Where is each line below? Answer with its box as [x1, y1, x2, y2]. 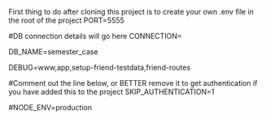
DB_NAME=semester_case [8, 47, 98, 56]
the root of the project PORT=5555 [8, 15, 124, 25]
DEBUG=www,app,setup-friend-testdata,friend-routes [8, 62, 191, 72]
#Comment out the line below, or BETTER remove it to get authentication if [8, 79, 258, 88]
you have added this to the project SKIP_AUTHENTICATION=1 [8, 87, 215, 96]
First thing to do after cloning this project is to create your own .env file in [8, 7, 255, 16]
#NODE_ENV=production [8, 103, 92, 112]
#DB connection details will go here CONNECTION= [8, 32, 183, 41]
